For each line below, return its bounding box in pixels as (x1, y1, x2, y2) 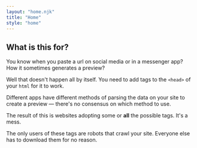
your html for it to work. (6, 82, 64, 90)
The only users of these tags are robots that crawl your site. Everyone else (6, 130, 190, 137)
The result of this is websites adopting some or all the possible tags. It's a (6, 112, 188, 119)
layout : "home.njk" (6, 8, 55, 15)
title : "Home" (6, 14, 42, 20)
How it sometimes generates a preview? (6, 64, 105, 72)
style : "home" (6, 20, 42, 26)
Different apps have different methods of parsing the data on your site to (6, 94, 186, 101)
